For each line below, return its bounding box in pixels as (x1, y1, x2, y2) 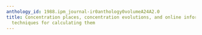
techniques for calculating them (11, 20, 96, 26)
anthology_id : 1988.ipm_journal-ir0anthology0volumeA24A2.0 (6, 8, 161, 15)
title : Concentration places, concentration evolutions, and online (6, 14, 182, 20)
